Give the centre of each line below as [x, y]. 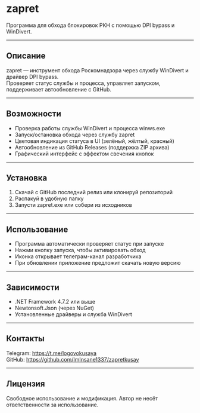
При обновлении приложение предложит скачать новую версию [98, 263]
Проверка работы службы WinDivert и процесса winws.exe [90, 128]
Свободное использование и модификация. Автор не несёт [82, 398]
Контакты [25, 339]
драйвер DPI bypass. [32, 77]
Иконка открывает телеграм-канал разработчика [78, 256]
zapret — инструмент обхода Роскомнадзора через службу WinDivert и [97, 70]
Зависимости [33, 287]
